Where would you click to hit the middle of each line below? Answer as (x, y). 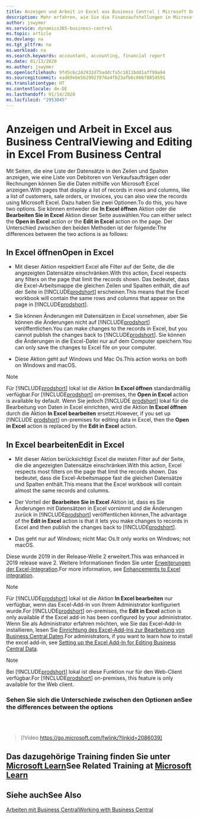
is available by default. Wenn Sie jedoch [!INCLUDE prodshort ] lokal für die (97, 401)
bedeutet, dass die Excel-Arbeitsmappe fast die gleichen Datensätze (98, 478)
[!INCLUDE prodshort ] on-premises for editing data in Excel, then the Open (98, 420)
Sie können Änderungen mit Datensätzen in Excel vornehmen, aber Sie (101, 316)
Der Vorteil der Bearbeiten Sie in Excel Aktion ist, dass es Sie (89, 502)
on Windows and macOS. (46, 365)
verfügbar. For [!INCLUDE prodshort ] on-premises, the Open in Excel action (97, 394)
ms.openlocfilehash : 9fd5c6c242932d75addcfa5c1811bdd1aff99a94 (86, 72)
